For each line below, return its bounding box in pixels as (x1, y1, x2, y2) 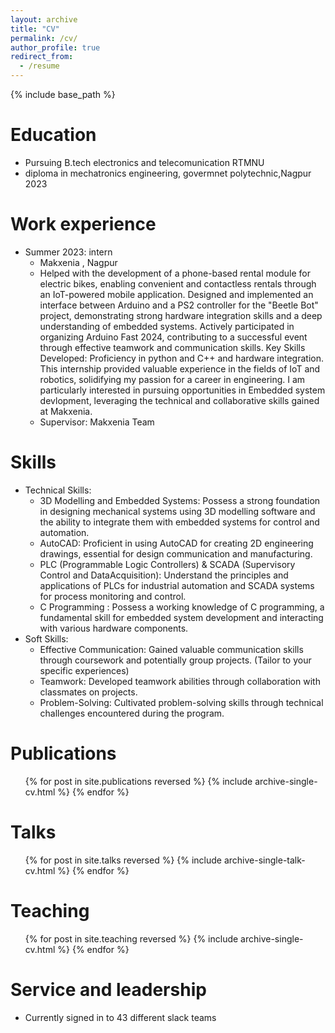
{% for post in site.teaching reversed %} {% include (24, 932, 239, 945)
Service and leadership (10, 978, 207, 1001)
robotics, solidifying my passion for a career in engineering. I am (39, 373, 306, 385)
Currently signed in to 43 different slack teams (24, 1011, 217, 1023)
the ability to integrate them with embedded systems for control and (39, 516, 320, 528)
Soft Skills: (24, 632, 69, 645)
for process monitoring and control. (39, 590, 187, 602)
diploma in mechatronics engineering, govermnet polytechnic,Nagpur (24, 167, 312, 179)
